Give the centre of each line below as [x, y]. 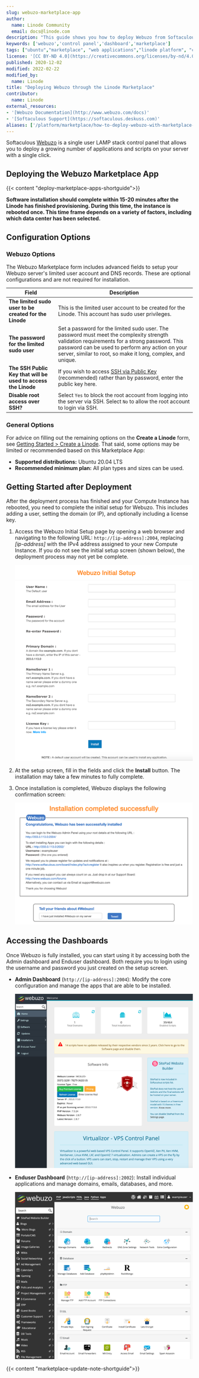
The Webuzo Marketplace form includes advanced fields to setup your [92, 267]
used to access [28, 381]
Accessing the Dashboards [57, 941]
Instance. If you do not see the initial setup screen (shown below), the [100, 550]
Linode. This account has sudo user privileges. [115, 314]
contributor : [22, 94]
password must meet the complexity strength [113, 334]
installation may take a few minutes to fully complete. [79, 776]
